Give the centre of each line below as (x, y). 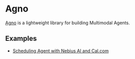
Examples (21, 39)
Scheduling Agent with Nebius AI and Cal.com (60, 50)
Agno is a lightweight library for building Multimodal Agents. (67, 23)
